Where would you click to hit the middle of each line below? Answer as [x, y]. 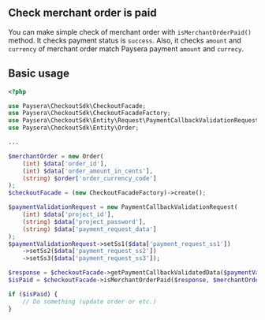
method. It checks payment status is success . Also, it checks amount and [125, 40]
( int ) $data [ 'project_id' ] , [68, 214]
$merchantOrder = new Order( [56, 156]
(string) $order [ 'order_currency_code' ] [90, 178]
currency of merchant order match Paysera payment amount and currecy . [126, 48]
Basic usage [39, 74]
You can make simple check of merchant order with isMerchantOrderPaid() [130, 32]
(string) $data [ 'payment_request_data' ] [90, 229]
